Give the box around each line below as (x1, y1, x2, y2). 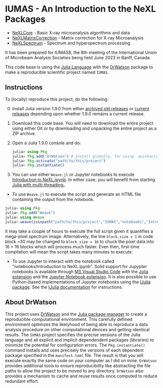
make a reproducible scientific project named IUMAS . (5, 69, 109, 75)
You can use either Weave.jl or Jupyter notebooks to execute (12, 171, 135, 178)
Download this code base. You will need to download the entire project (12, 120, 154, 126)
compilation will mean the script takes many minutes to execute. (5, 249, 133, 254)
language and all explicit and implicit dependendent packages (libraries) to (5, 337, 154, 343)
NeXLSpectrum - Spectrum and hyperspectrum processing (12, 40, 130, 46)
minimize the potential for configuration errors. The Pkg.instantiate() (5, 342, 146, 348)
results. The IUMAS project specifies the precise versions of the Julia (5, 332, 141, 337)
